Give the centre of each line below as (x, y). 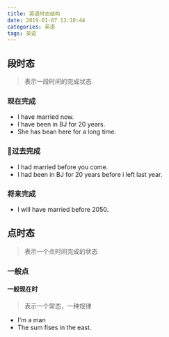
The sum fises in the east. (54, 327)
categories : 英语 (31, 27)
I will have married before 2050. (63, 209)
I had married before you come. (63, 167)
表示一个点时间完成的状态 (61, 251)
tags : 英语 (22, 33)
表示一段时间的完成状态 (58, 82)
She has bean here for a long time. (67, 132)
